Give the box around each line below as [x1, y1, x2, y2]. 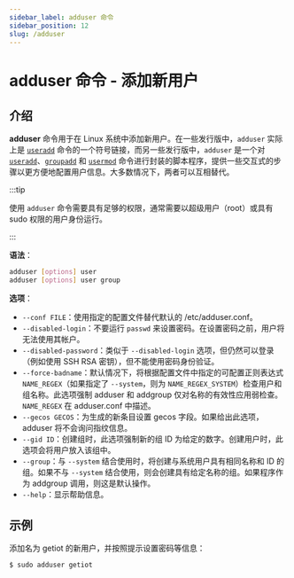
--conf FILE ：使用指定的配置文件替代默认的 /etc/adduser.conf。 [21, 312, 259, 323]
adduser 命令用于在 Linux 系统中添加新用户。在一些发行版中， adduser [9, 134, 266, 144]
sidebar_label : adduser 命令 [9, 12, 114, 22]
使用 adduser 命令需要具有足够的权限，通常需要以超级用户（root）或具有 [9, 203, 274, 214]
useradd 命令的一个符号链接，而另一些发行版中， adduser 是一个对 [26, 144, 266, 155]
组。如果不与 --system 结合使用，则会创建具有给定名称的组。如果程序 [21, 467, 276, 478]
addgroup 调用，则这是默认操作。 [32, 478, 156, 488]
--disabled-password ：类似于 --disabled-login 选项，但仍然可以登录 [21, 345, 275, 355]
